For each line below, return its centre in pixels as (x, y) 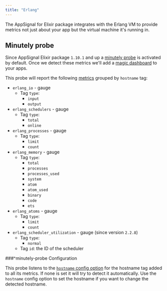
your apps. (16, 68)
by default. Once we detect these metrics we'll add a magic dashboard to (81, 63)
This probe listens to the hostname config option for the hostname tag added (84, 268)
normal (34, 244)
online (34, 126)
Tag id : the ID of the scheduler (52, 249)
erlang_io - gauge (32, 88)
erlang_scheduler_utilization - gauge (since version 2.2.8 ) (75, 232)
